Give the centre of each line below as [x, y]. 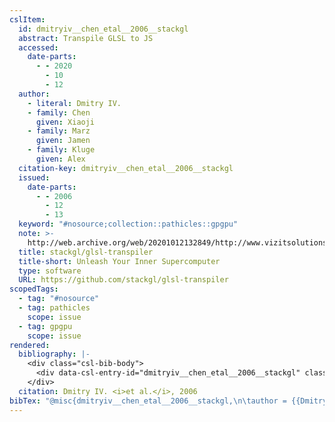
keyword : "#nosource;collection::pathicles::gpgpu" [128, 224]
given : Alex [60, 159]
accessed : [38, 47]
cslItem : [27, 19]
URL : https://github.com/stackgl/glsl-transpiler [123, 280]
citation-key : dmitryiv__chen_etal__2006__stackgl [126, 168]
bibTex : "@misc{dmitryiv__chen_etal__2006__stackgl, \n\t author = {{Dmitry [168, 401]
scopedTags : [34, 289]
